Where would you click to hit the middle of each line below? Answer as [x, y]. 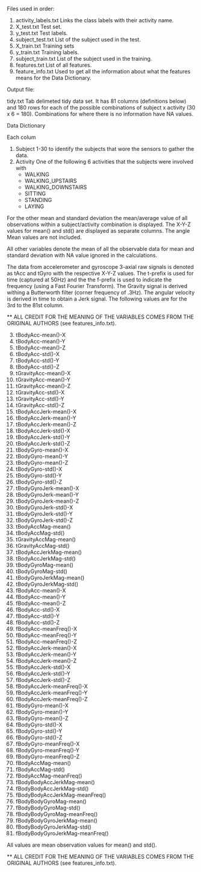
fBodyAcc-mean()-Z [41, 603]
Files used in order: [31, 9]
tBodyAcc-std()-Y [37, 361]
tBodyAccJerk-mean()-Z [46, 424]
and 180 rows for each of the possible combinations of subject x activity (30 [101, 107]
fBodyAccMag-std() [40, 769]
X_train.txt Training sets [45, 46]
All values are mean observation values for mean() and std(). [82, 845]
